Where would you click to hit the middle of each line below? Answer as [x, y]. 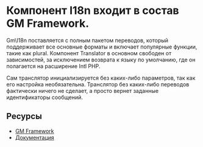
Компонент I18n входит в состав [93, 11]
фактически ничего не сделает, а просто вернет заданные [83, 91]
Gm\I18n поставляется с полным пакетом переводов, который [87, 40]
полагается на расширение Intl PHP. [53, 66]
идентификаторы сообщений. [45, 97]
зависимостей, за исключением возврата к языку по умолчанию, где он [101, 60]
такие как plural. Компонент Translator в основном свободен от [89, 53]
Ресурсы [24, 116]
